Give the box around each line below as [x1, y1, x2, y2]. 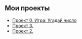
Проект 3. [12, 22, 33, 28]
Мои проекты [5, 4, 50, 12]
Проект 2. [12, 27, 33, 34]
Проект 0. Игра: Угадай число [12, 17, 77, 23]
